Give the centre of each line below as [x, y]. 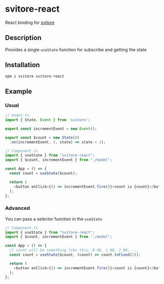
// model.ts [17, 116]
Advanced [18, 208]
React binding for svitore [30, 22]
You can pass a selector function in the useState [54, 219]
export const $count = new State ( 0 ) [42, 138]
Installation [22, 65]
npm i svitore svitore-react [35, 76]
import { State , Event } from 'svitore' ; [48, 120]
